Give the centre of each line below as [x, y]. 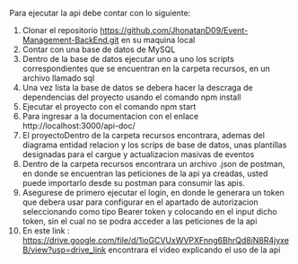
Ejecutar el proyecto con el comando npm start [109, 106]
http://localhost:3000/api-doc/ [79, 126]
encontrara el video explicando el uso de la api [194, 250]
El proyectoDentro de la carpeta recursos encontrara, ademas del [143, 135]
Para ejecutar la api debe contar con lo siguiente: [100, 13]
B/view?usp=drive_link [64, 250]
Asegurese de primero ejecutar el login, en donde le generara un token [153, 193]
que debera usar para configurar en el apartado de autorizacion [140, 202]
